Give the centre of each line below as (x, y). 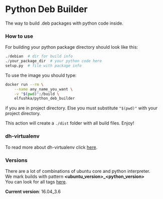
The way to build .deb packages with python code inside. (64, 23)
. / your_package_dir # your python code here (53, 61)
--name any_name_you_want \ (43, 89)
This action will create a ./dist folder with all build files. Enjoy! (70, 123)
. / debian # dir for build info (39, 56)
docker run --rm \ (24, 84)
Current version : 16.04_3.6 (33, 191)
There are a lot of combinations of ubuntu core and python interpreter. (78, 171)
